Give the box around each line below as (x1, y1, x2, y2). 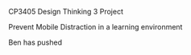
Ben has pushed (8, 37, 63, 47)
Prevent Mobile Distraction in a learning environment (8, 22, 183, 31)
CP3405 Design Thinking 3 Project (8, 7, 123, 16)
